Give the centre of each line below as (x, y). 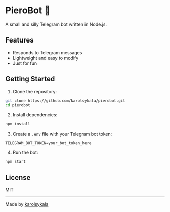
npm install (18, 124)
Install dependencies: (35, 115)
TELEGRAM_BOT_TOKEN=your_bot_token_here (49, 143)
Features (19, 40)
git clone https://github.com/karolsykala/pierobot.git (65, 101)
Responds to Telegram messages (47, 52)
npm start (16, 162)
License (18, 177)
